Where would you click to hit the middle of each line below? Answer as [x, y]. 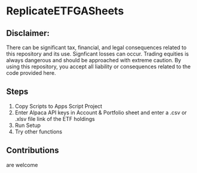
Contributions [33, 151]
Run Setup [27, 125]
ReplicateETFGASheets [65, 11]
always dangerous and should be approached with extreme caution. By [94, 60]
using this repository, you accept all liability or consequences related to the [98, 66]
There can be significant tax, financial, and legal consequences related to [96, 47]
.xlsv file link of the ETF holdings [55, 119]
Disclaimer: [28, 33]
